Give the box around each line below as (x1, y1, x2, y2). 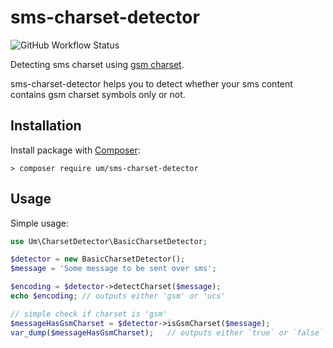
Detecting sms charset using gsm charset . (10, 58, 185, 70)
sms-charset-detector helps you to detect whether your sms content (10, 77, 293, 90)
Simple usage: (10, 217, 70, 229)
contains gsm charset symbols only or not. (10, 88, 186, 100)
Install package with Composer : (10, 144, 141, 156)
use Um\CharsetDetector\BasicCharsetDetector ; (10, 236, 208, 246)
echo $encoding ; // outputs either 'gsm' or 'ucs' (10, 291, 226, 301)
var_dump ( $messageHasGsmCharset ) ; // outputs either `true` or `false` (10, 327, 325, 338)
